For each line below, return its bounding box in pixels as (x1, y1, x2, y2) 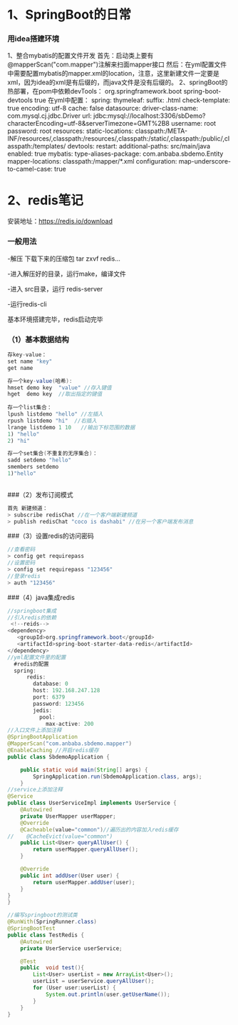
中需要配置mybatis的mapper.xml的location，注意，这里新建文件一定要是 (7, 69, 219, 78)
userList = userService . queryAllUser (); (33, 978, 155, 985)
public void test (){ (20, 964, 84, 971)
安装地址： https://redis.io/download (7, 217, 113, 226)
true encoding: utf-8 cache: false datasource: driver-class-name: (7, 104, 198, 113)
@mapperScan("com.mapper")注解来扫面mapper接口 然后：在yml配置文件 (7, 60, 227, 69)
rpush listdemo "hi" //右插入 (7, 417, 98, 424)
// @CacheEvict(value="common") (7, 833, 113, 840)
